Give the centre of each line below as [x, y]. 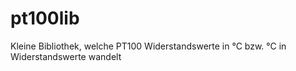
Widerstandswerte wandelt [66, 56]
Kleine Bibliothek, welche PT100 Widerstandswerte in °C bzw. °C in [148, 46]
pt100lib [45, 18]
